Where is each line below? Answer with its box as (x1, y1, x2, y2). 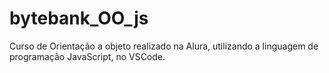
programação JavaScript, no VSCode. (9, 50, 166, 62)
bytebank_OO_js (9, 7, 149, 30)
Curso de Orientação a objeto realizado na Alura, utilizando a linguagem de (9, 40, 319, 52)
